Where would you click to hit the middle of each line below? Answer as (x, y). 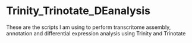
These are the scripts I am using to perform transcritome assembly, (89, 27)
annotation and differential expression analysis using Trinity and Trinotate (96, 33)
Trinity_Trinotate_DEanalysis (78, 11)
